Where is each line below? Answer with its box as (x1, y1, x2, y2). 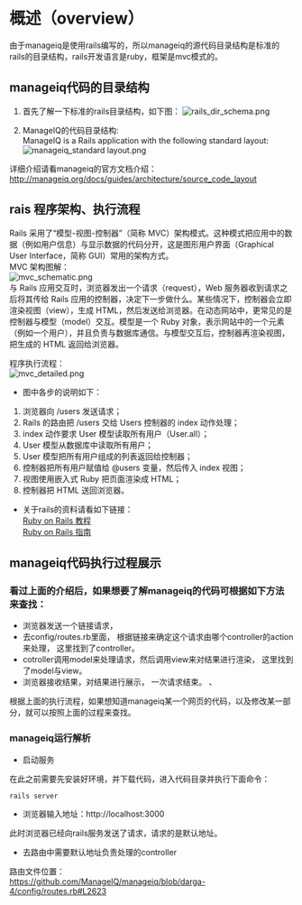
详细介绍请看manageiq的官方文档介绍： (9, 163, 157, 174)
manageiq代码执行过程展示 (9, 555, 162, 570)
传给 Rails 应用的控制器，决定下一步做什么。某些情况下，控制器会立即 (32, 293, 292, 304)
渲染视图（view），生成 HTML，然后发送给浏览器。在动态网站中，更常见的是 (9, 304, 293, 316)
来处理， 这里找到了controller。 (22, 642, 140, 654)
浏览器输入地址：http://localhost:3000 (22, 808, 165, 819)
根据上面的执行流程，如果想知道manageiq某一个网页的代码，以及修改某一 (9, 696, 283, 706)
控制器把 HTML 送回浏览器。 (22, 485, 129, 495)
